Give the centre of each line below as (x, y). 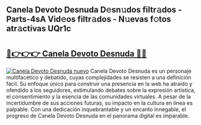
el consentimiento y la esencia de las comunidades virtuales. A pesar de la (99, 96)
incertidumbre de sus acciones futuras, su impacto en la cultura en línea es (100, 103)
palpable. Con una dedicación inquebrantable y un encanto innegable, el (96, 109)
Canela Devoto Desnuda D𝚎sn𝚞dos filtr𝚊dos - (94, 10)
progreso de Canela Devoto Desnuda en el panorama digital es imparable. (98, 116)
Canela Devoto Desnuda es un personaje (141, 71)
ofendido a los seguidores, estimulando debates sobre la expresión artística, (101, 90)
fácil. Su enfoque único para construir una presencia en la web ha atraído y (99, 84)
